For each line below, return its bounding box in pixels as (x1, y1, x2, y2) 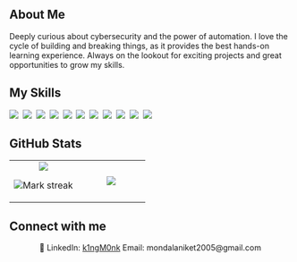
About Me (9, 7, 65, 22)
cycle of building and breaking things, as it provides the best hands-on (9, 40, 270, 51)
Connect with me (9, 218, 107, 233)
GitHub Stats (9, 136, 82, 151)
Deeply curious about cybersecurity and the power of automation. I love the (9, 30, 288, 41)
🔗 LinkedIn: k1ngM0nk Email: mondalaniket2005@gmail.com (38, 242, 262, 253)
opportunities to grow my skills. (9, 59, 125, 70)
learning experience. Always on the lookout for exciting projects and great (9, 49, 282, 61)
